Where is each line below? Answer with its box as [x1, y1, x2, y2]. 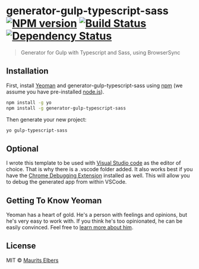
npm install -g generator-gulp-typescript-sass [6, 105, 127, 111]
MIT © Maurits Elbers [6, 257, 59, 264]
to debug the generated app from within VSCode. [6, 178, 127, 185]
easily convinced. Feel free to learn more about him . [6, 224, 134, 230]
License [6, 241, 36, 251]
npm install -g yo [6, 100, 52, 105]
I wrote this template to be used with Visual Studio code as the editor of [6, 159, 181, 166]
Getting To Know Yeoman [6, 196, 102, 206]
